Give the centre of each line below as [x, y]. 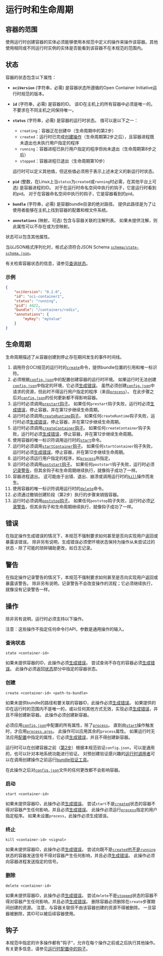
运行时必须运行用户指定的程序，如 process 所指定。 [62, 458]
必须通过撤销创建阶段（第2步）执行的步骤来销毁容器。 [67, 494]
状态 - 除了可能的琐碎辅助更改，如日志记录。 [50, 548]
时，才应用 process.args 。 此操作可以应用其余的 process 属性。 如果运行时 [78, 731]
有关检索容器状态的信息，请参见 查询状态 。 [48, 263]
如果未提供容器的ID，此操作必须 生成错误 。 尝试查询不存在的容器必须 [74, 663]
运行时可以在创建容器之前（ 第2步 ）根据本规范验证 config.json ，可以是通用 [80, 748]
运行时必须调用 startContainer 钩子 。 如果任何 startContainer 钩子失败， [84, 446]
